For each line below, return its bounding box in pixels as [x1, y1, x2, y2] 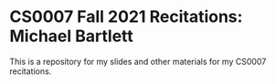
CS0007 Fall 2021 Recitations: [9, 6, 243, 27]
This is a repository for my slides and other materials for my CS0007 [9, 56, 267, 67]
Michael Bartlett [9, 26, 134, 47]
